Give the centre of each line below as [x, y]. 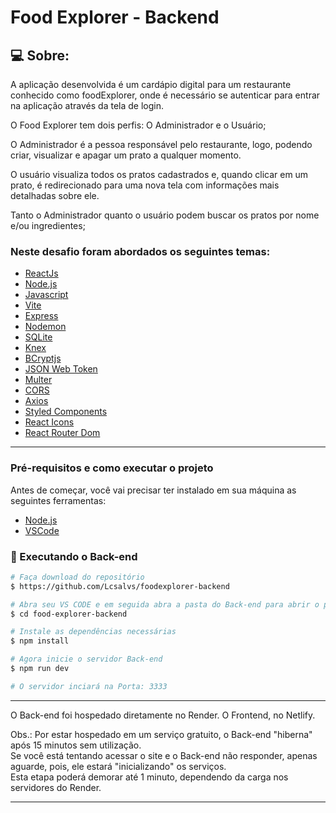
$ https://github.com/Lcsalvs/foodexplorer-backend [120, 586]
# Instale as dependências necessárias [93, 632]
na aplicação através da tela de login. [87, 105]
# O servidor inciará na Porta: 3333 [89, 686]
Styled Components [66, 412]
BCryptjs [43, 358]
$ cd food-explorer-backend [69, 614]
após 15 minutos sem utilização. [76, 745]
